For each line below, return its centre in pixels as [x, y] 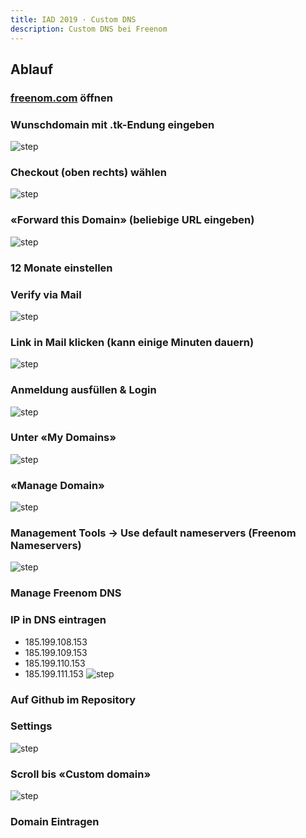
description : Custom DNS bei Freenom [89, 29]
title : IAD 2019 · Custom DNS [73, 19]
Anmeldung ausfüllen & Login [83, 390]
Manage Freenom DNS [66, 593]
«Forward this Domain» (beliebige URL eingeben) [132, 220]
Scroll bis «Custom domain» [81, 774]
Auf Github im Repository [73, 699]
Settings [31, 726]
